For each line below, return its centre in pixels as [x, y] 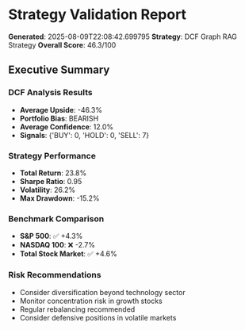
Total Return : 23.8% [53, 173]
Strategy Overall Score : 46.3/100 [62, 44]
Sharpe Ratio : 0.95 [51, 181]
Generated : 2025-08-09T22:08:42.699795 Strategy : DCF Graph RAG [123, 36]
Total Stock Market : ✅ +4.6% [68, 254]
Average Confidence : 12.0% [66, 127]
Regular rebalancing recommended [77, 309]
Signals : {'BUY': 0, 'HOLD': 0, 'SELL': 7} [84, 135]
